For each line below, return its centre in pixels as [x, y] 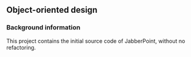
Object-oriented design [52, 10]
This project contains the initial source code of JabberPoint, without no [96, 41]
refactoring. [21, 47]
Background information [43, 28]
